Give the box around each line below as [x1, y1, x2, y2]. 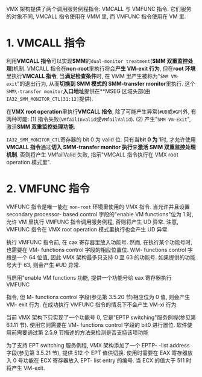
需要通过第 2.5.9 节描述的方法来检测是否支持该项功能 [16, 329, 149, 336]
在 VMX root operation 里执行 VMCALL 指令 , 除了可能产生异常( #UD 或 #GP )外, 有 [6, 108, 197, 115]
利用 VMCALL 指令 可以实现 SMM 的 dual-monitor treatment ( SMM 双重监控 [6, 57, 188, 65]
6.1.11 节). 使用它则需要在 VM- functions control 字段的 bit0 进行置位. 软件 [6, 321, 188, 328]
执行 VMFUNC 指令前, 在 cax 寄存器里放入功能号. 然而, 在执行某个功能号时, [6, 238, 193, 246]
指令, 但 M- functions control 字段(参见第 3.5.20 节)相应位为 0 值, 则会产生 [6, 293, 190, 300]
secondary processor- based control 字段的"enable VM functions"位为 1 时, [6, 210, 194, 217]
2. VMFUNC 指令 [6, 182, 90, 196]
